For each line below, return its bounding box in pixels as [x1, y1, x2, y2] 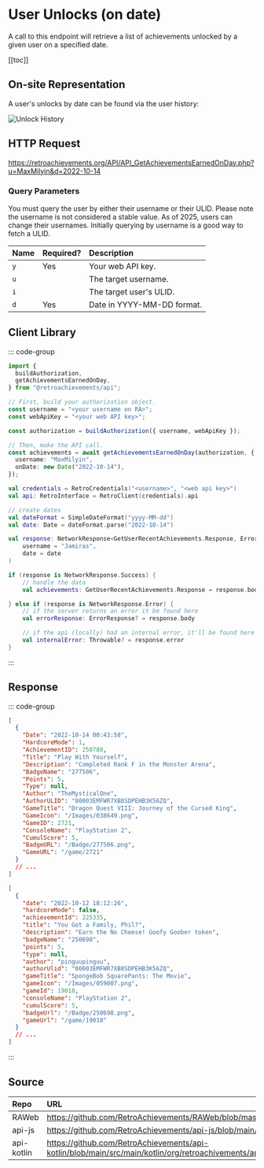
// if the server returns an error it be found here [22, 608, 199, 615]
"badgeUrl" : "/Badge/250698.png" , [22, 1009, 135, 1017]
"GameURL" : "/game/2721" [22, 848, 104, 856]
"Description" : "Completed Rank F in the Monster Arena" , [22, 760, 216, 768]
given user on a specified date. [8, 39, 108, 49]
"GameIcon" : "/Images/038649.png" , [22, 811, 139, 819]
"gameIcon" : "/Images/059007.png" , [22, 980, 139, 988]
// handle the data [22, 578, 86, 586]
